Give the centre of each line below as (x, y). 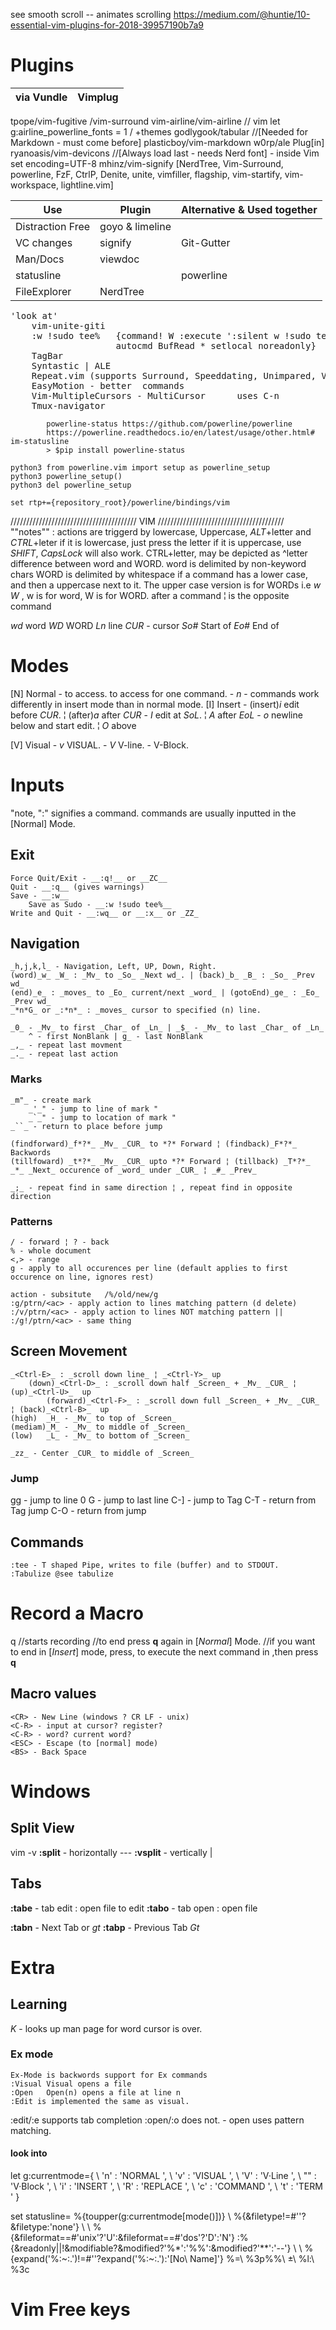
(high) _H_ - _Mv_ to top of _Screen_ (93, 1418)
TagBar (47, 355)
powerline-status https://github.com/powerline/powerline (169, 424)
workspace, (34, 185)
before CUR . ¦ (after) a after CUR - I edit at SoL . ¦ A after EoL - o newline (156, 715)
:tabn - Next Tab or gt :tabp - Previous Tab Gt (105, 1927)
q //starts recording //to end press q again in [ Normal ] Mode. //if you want (163, 1641)
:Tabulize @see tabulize (62, 1574)
